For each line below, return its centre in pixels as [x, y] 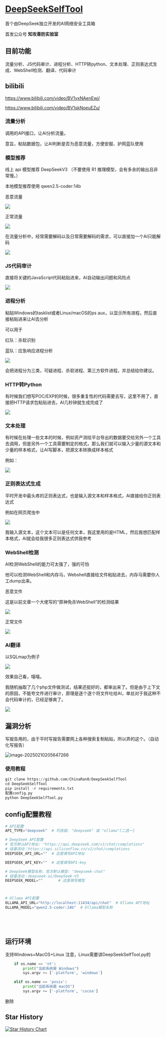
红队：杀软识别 [20, 340]
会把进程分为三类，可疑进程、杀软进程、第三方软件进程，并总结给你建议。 [81, 370]
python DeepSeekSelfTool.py [34, 798]
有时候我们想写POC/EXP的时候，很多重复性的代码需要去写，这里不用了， [80, 396]
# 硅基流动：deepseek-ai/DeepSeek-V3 [42, 876]
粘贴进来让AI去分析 [29, 319]
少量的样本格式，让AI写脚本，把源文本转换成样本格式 [59, 450]
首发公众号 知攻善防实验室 [32, 34]
